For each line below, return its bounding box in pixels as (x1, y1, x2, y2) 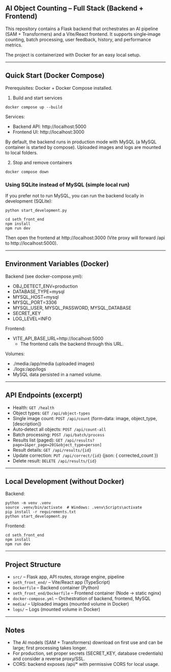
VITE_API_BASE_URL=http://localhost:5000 (12, 335, 103, 341)
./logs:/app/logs (12, 366, 46, 372)
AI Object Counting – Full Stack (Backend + (5, 4, 144, 13)
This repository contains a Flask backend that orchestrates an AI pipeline (5, 25, 158, 32)
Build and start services (12, 94, 63, 101)
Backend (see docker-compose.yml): (5, 273, 83, 279)
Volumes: (5, 350, 25, 356)
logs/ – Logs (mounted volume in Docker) (12, 606, 101, 612)
